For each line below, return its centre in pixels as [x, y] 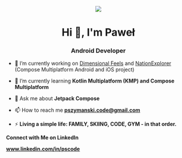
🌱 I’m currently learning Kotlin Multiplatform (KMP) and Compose [94, 81]
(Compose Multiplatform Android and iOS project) [74, 70]
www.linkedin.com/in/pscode [43, 149]
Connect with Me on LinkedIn [42, 138]
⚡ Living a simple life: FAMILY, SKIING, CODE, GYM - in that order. [95, 124]
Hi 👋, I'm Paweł [98, 32]
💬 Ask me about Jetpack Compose [57, 98]
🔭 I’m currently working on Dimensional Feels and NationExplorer [93, 63]
